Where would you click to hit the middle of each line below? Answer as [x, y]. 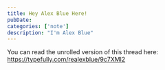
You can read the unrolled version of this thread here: [83, 52]
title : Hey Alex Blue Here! [47, 13]
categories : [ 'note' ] [38, 26]
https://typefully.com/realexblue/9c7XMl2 [66, 60]
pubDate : [20, 20]
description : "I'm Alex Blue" [51, 33]
